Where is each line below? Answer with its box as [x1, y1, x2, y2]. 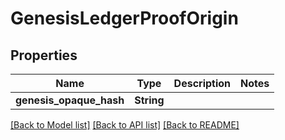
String [134, 93, 165, 107]
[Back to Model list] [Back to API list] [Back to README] [10, 119, 240, 131]
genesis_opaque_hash [15, 93, 125, 107]
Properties [10, 47, 78, 64]
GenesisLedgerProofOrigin [10, 7, 239, 30]
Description [173, 77, 232, 90]
